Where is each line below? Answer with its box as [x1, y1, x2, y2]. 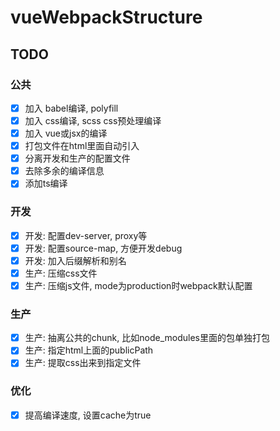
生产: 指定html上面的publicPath [24, 344, 154, 356]
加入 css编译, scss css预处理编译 [24, 114, 162, 126]
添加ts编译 [24, 177, 68, 190]
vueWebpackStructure [10, 6, 203, 29]
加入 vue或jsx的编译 [24, 127, 108, 139]
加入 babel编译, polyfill [24, 102, 119, 114]
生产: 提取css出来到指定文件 [24, 357, 142, 369]
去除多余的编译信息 [24, 165, 105, 177]
